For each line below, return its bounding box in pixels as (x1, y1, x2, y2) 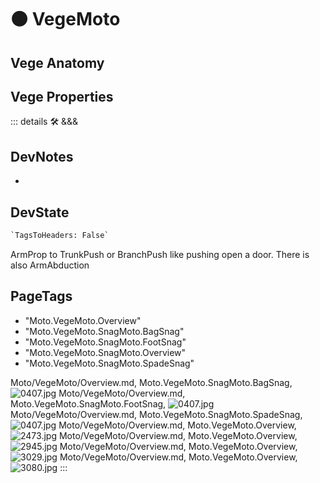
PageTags (10, 288, 73, 305)
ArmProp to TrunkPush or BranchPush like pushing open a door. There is (10, 248, 310, 260)
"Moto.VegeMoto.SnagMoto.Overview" (24, 346, 187, 358)
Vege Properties (10, 88, 114, 105)
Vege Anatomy (10, 54, 105, 71)
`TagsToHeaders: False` (10, 231, 110, 241)
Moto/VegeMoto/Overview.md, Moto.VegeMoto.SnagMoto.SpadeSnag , (10, 408, 303, 420)
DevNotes (10, 148, 74, 165)
